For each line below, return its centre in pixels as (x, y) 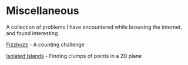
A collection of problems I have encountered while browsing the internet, (94, 27)
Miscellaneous (43, 11)
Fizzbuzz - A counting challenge (46, 45)
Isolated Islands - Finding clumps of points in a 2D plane (74, 56)
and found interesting (32, 33)
